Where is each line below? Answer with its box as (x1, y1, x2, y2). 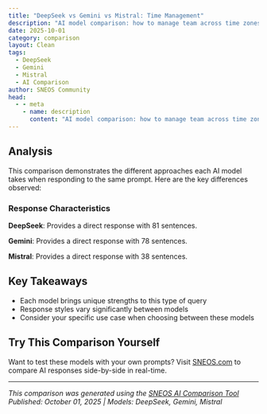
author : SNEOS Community (8, 85, 91, 94)
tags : (8, 49, 26, 57)
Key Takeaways (8, 275, 88, 288)
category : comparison (8, 33, 80, 42)
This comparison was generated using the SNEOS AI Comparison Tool (8, 388, 240, 398)
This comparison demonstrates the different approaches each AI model (8, 166, 242, 175)
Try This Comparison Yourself (8, 336, 161, 350)
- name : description (22, 108, 91, 116)
